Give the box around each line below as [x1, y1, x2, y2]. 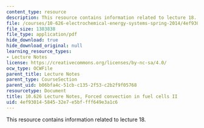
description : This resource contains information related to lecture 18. [6, 15, 197, 21]
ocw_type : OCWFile [6, 65, 53, 72]
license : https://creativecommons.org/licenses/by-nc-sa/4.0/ [6, 59, 167, 66]
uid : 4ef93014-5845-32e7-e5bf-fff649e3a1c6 [6, 99, 118, 105]
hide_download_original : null [6, 43, 83, 49]
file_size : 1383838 [6, 25, 56, 32]
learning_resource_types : [6, 49, 72, 55]
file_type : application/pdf [6, 32, 78, 38]
